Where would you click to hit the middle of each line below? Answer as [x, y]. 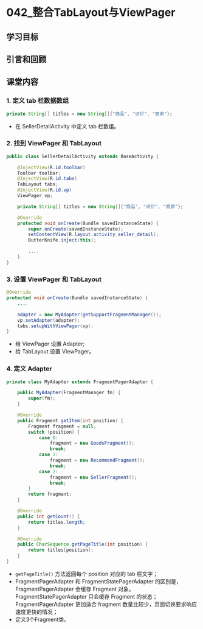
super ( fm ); [42, 398]
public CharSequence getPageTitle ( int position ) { [83, 544]
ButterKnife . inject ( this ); [62, 240]
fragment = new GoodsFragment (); [92, 443]
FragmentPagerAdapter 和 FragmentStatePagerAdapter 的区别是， [98, 581]
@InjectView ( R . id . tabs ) [47, 179]
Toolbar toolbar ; [39, 173]
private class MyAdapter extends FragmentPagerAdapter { [80, 382]
